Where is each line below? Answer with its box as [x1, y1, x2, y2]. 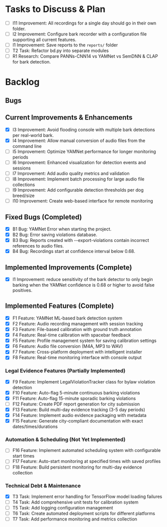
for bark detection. [12, 59, 51, 65]
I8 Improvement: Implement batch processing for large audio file [12, 176, 145, 182]
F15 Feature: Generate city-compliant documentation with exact [12, 418, 143, 424]
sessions [12, 165, 31, 171]
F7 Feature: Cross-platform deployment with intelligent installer [12, 349, 142, 355]
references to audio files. [12, 243, 64, 249]
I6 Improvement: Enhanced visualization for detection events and [12, 159, 146, 165]
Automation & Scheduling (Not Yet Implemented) [5, 436, 126, 443]
